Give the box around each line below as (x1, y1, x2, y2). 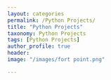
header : (7, 50, 30, 57)
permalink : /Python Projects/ (7, 17, 96, 24)
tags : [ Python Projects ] (7, 36, 80, 44)
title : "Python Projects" (7, 23, 83, 30)
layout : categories (7, 10, 65, 18)
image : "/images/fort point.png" (7, 56, 105, 63)
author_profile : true (7, 43, 71, 50)
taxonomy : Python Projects (7, 29, 86, 37)
